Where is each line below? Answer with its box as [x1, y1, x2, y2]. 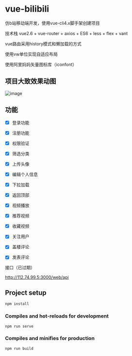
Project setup [5, 288, 47, 297]
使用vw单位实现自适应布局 [5, 51, 58, 57]
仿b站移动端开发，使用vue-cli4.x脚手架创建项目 [5, 20, 100, 26]
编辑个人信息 [12, 171, 38, 177]
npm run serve [5, 324, 34, 329]
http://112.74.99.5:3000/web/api [5, 274, 69, 281]
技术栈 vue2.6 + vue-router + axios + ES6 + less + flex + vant [5, 30, 128, 36]
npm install [5, 301, 29, 306]
